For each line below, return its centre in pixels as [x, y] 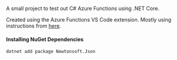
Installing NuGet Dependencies [45, 39]
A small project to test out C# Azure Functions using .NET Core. [83, 8]
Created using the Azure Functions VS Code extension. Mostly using [89, 20]
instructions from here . [34, 26]
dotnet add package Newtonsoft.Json [51, 52]
